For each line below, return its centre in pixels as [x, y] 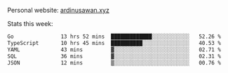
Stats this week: [31, 24]
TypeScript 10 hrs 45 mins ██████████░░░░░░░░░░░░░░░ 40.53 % [114, 43]
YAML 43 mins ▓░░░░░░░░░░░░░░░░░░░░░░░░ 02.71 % [114, 49]
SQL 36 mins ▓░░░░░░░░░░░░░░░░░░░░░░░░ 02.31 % [114, 56]
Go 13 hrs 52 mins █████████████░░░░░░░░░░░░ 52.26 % [114, 36]
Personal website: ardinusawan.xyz [59, 10]
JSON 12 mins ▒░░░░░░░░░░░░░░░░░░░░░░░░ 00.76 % [114, 62]
